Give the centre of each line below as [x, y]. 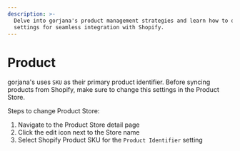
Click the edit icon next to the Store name [79, 132]
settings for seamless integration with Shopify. [89, 27]
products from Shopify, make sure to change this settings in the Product [113, 90]
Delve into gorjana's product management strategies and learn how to [121, 21]
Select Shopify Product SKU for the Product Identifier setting [110, 140]
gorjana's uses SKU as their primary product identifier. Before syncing [109, 82]
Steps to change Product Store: [54, 111]
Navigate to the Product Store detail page [79, 125]
